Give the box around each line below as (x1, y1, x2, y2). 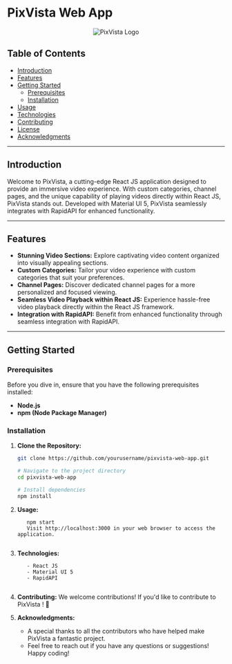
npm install (17, 492, 52, 499)
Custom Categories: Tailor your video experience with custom (17, 266, 196, 275)
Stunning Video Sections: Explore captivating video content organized (17, 251, 220, 260)
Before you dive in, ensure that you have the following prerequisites (7, 380, 200, 389)
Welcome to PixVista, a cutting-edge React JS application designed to (7, 177, 207, 185)
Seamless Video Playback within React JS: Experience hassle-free (17, 295, 211, 304)
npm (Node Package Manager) (17, 409, 107, 417)
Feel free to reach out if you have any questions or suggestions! (27, 641, 209, 649)
